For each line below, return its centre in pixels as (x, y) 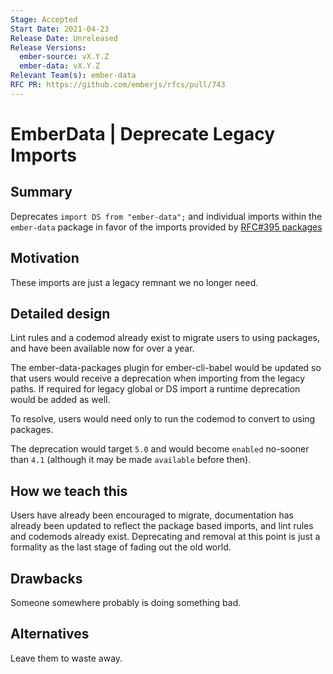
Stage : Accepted (44, 19)
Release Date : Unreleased (64, 38)
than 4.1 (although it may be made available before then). (131, 460)
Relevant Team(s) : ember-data (73, 76)
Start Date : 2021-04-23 (60, 29)
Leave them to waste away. (66, 658)
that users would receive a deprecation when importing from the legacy (158, 378)
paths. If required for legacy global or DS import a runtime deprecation (155, 389)
